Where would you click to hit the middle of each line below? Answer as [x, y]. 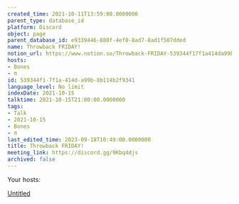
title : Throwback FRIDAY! [46, 146]
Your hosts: [24, 179]
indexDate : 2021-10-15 [41, 93]
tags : [15, 107]
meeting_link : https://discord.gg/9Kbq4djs [73, 153]
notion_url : [25, 54]
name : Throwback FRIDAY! [44, 47]
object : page [27, 34]
